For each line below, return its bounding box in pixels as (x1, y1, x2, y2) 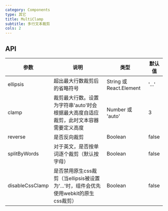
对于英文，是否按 (53, 143, 94, 150)
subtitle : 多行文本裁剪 (5, 21, 50, 26)
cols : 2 (5, 26, 21, 31)
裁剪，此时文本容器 (53, 116, 99, 123)
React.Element (106, 84, 141, 91)
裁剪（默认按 (68, 150, 99, 157)
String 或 (106, 78, 127, 85)
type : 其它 (5, 12, 26, 17)
